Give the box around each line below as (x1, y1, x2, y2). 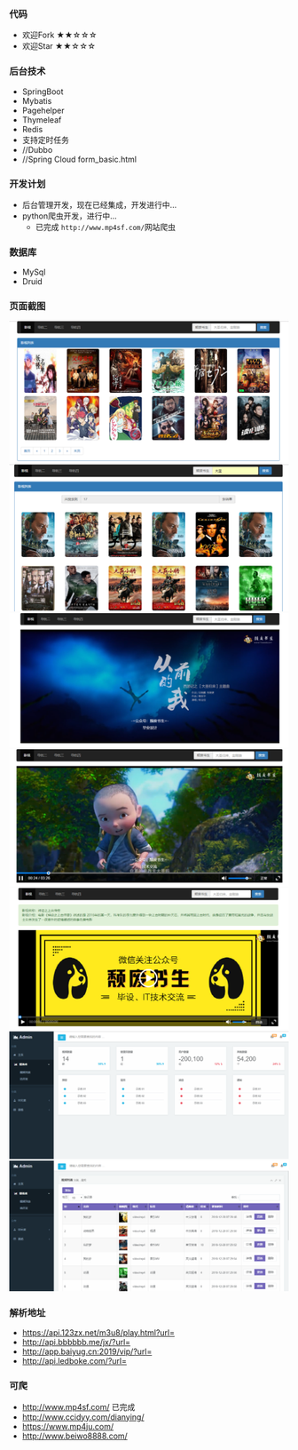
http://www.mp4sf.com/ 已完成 (21, 1401, 136, 1412)
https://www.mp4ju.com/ (21, 1421, 114, 1431)
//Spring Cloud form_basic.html (21, 154, 137, 164)
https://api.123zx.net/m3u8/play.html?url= (21, 1327, 176, 1338)
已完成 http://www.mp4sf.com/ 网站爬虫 (35, 221, 176, 232)
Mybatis (21, 95, 52, 106)
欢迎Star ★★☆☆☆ (21, 41, 96, 52)
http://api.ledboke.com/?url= (21, 1356, 127, 1366)
